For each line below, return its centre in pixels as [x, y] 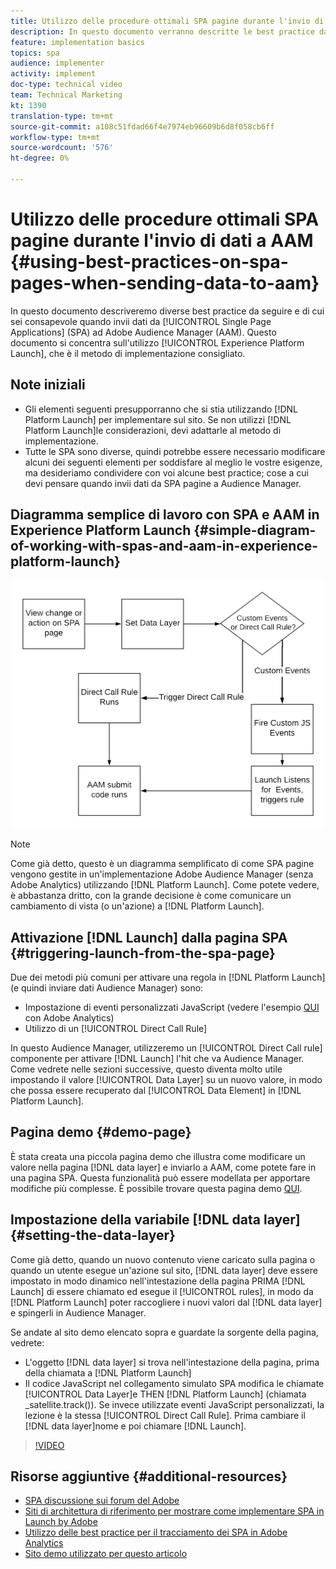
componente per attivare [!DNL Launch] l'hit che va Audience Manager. [157, 1059]
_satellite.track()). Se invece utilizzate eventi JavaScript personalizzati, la [174, 1404]
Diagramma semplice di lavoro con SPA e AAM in [165, 515]
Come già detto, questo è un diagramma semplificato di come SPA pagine [162, 864]
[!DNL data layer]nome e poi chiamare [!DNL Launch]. [135, 1426]
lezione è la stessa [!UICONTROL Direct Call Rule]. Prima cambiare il [165, 1415]
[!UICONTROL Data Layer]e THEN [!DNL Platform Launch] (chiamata [165, 1394]
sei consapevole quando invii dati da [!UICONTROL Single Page [141, 321]
